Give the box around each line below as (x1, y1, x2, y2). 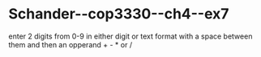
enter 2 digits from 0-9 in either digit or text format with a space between (8, 31, 253, 41)
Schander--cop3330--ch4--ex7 (8, 5, 229, 23)
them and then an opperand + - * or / (8, 39, 132, 49)
